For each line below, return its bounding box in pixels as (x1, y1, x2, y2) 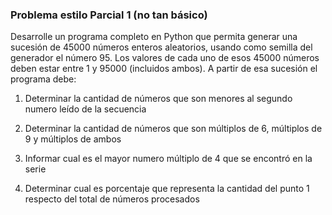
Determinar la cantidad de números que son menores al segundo (24, 93, 293, 105)
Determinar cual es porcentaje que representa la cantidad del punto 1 (24, 183, 310, 195)
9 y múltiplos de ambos (24, 133, 122, 145)
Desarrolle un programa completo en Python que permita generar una (10, 31, 298, 43)
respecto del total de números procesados (24, 193, 200, 205)
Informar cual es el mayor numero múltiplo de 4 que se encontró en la (24, 153, 313, 165)
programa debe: (10, 73, 77, 85)
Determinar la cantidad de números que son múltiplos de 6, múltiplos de (24, 123, 323, 135)
